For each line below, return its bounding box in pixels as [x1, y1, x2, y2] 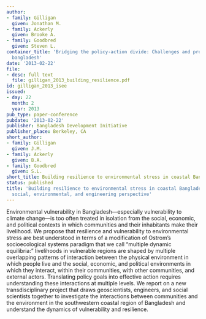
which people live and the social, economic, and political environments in [6, 260, 191, 267]
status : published [6, 180, 53, 186]
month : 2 [12, 100, 34, 106]
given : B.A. [12, 157, 43, 163]
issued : [6, 89, 26, 95]
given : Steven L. [12, 43, 56, 50]
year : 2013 [12, 105, 40, 112]
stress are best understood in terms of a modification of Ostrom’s [6, 234, 172, 241]
